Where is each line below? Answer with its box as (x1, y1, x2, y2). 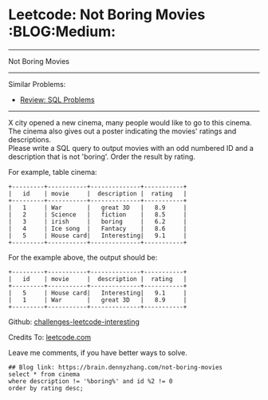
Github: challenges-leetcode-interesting (8, 317, 140, 327)
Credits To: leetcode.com (8, 332, 92, 342)
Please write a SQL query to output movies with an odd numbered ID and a (8, 143, 254, 152)
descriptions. (8, 134, 52, 145)
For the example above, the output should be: (8, 252, 158, 262)
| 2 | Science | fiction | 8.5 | (8, 210, 187, 219)
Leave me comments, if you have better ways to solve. (8, 347, 187, 357)
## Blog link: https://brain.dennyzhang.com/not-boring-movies (8, 363, 223, 371)
